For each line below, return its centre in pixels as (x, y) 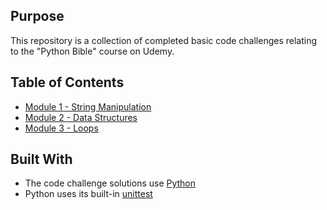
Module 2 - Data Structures (81, 117)
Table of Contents (67, 82)
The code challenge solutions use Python (110, 183)
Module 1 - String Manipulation (88, 106)
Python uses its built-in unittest (88, 194)
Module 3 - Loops (61, 128)
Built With (41, 159)
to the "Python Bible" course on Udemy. (92, 51)
